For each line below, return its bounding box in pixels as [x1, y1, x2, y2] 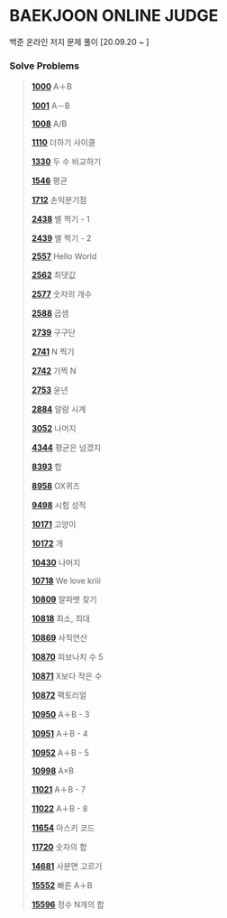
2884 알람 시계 [31, 403, 86, 415]
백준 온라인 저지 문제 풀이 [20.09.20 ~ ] [9, 36, 150, 47]
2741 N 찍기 [31, 347, 75, 357]
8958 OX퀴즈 [31, 480, 81, 492]
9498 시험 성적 [31, 500, 86, 511]
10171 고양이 [31, 519, 77, 530]
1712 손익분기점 [31, 195, 87, 206]
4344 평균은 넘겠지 [31, 442, 102, 453]
